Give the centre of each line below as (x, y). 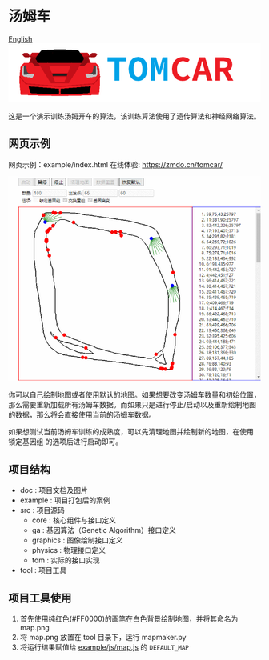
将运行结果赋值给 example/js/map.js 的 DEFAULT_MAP (104, 647)
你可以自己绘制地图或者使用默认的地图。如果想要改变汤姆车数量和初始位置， (134, 395)
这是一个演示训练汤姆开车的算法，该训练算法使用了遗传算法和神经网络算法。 (134, 116)
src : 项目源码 (42, 510)
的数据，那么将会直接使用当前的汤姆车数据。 (82, 415)
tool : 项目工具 (43, 570)
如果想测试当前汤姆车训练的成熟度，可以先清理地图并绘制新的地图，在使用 (131, 432)
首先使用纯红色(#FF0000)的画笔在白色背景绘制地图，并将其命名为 (129, 618)
